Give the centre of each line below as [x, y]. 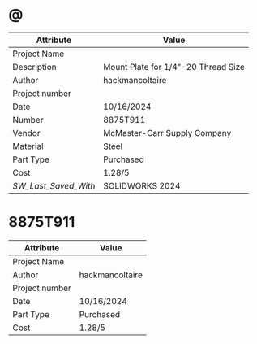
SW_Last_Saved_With [54, 185]
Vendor [26, 133]
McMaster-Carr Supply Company [167, 133]
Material [28, 146]
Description [34, 67]
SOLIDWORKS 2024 [141, 185]
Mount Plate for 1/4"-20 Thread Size [174, 67]
